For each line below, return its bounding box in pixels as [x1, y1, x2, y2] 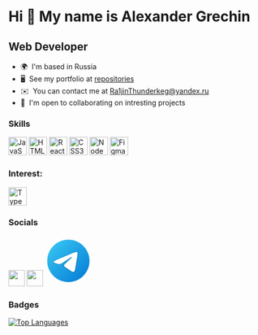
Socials [8, 216, 38, 228]
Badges [8, 298, 39, 310]
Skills [8, 118, 31, 129]
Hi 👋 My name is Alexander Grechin [8, 7, 251, 26]
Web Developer [8, 40, 88, 54]
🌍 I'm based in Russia [19, 62, 97, 72]
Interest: [8, 168, 43, 180]
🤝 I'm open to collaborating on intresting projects [19, 98, 186, 107]
